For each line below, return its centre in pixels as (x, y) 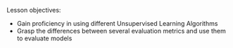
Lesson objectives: (34, 10)
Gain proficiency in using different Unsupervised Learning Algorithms (117, 23)
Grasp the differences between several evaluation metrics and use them (121, 31)
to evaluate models (44, 38)
